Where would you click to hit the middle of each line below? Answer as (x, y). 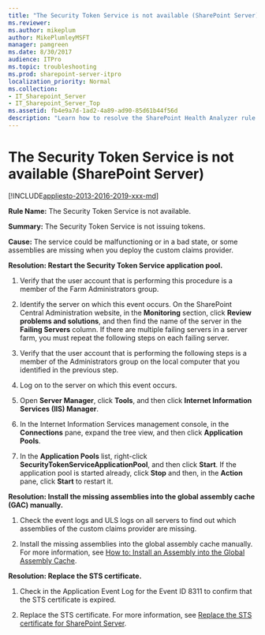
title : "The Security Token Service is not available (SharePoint (119, 15)
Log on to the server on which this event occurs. (98, 385)
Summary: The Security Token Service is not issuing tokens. (107, 226)
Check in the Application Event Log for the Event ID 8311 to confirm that (136, 591)
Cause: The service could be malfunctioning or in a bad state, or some (123, 241)
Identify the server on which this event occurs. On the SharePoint (126, 304)
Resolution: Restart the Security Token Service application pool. (116, 265)
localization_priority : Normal (60, 81)
